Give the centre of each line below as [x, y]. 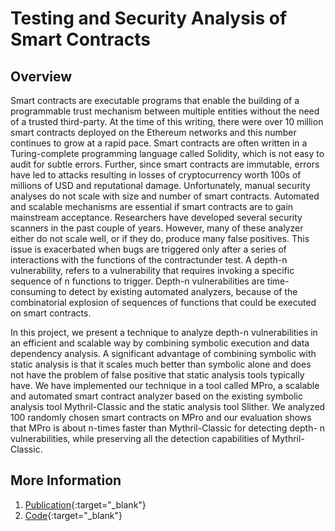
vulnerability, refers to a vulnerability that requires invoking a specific [152, 270]
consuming [33, 291]
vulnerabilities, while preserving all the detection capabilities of [140, 438]
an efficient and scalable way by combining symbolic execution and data [160, 343]
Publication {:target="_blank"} [85, 504]
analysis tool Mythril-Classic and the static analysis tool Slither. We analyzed [168, 406]
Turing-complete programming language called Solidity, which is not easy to [167, 153]
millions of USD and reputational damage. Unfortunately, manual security [160, 185]
